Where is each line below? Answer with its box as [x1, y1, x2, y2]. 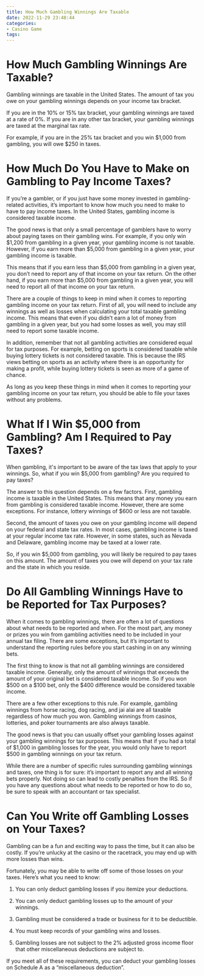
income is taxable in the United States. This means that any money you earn [6, 494, 197, 502]
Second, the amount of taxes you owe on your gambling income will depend [6, 519, 197, 527]
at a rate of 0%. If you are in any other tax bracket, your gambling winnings [6, 116, 195, 123]
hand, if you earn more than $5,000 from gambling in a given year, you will [6, 276, 194, 284]
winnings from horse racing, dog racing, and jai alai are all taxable [6, 706, 172, 713]
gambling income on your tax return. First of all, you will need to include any [6, 301, 197, 308]
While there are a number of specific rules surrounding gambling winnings [6, 762, 193, 769]
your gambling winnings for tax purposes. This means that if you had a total [6, 737, 196, 745]
